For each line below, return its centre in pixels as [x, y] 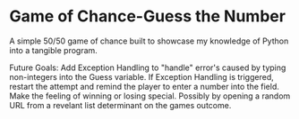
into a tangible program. [54, 50]
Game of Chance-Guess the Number [148, 16]
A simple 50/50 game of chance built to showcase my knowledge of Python [149, 41]
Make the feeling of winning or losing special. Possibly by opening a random [150, 96]
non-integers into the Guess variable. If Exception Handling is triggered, [142, 76]
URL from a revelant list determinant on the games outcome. [120, 105]
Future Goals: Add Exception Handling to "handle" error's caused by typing [148, 67]
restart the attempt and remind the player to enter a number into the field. [144, 86]
